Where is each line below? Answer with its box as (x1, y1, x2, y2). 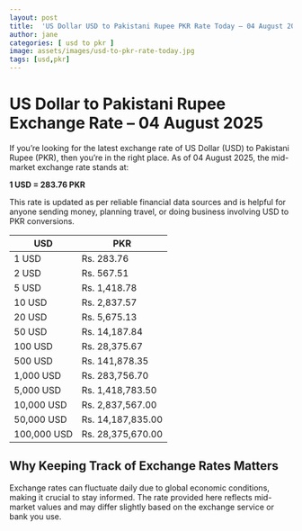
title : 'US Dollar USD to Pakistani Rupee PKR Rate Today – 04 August (9, 22, 283, 31)
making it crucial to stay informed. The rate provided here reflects (9, 491, 253, 502)
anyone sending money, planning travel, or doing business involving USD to (9, 206, 289, 217)
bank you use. (9, 510, 62, 522)
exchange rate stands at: (37, 161, 129, 172)
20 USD (13, 310, 48, 323)
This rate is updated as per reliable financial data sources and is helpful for (9, 196, 286, 207)
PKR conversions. (9, 215, 75, 226)
